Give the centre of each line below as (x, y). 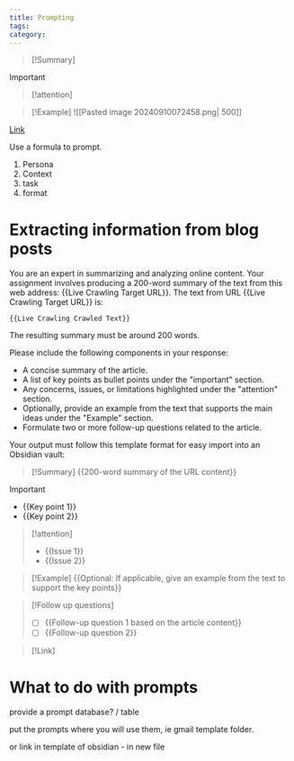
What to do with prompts (104, 687)
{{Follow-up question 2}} (91, 633)
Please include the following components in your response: (119, 353)
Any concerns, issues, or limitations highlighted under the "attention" (150, 389)
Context (37, 174)
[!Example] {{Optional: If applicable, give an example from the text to (158, 578)
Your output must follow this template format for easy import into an (135, 445)
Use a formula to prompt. (56, 147)
